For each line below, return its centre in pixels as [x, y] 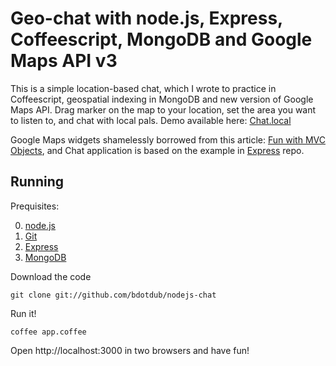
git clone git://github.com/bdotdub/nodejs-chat [113, 295]
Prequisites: [35, 206]
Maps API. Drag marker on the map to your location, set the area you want [163, 109]
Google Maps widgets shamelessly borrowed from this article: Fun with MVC [168, 139]
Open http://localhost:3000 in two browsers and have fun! [130, 350]
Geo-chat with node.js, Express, [146, 18]
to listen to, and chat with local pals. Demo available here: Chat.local [151, 120]
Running [37, 182]
